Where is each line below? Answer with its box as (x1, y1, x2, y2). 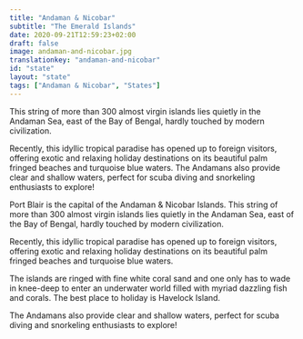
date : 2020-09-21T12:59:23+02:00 (9, 30, 136, 39)
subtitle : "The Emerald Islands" (9, 22, 136, 31)
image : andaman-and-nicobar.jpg (9, 47, 132, 56)
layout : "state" (9, 73, 71, 82)
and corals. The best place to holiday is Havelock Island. (9, 292, 221, 303)
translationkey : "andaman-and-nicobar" (9, 55, 161, 65)
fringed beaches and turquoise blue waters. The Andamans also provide (9, 162, 280, 173)
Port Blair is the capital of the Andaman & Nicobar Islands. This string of (9, 199, 278, 210)
